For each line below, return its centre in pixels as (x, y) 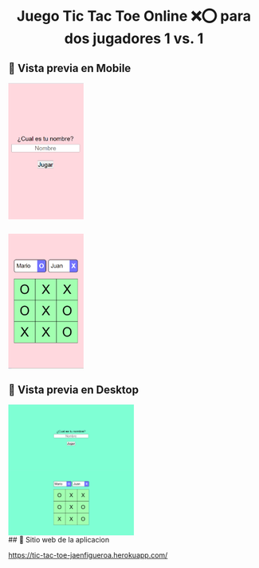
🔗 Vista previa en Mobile (70, 68)
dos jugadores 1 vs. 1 (134, 39)
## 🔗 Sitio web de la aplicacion (59, 540)
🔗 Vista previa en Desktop (74, 389)
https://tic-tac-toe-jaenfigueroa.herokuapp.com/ (88, 555)
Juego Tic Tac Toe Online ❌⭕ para (134, 16)
